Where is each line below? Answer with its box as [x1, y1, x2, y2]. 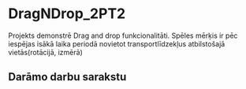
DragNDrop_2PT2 [8, 5, 126, 23]
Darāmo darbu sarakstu [8, 70, 127, 83]
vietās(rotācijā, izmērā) [8, 47, 83, 57]
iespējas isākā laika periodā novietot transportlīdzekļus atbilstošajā [8, 39, 225, 48]
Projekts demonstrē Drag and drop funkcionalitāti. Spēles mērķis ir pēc [8, 31, 238, 40]
